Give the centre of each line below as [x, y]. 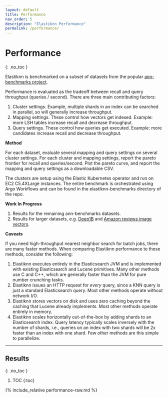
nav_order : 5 [19, 19]
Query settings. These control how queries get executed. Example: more [87, 128]
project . [40, 82]
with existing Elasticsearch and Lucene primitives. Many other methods [86, 269]
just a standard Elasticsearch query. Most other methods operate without [87, 290]
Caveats [14, 234]
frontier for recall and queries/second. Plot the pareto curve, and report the [82, 163]
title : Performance [25, 14]
